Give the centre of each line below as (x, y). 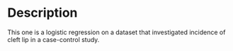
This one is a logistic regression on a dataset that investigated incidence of (116, 32)
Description (42, 13)
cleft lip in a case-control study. (53, 39)
